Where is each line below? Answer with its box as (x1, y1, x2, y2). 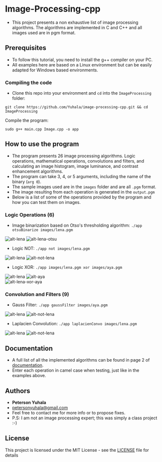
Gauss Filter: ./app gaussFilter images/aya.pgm (12, 302, 108, 308)
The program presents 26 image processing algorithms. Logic (12, 153, 135, 159)
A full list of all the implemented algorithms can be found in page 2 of (12, 357, 150, 363)
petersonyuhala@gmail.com (12, 405, 68, 411)
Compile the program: (5, 117, 49, 123)
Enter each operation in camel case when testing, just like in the (12, 367, 139, 373)
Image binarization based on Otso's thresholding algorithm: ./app (12, 222, 143, 229)
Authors (5, 387, 30, 395)
